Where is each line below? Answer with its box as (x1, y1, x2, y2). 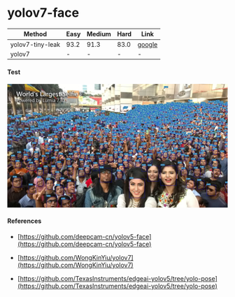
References (7, 217, 42, 225)
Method (23, 30, 48, 38)
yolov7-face (7, 5, 79, 21)
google (137, 40, 158, 48)
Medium (86, 30, 112, 38)
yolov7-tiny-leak (10, 40, 61, 48)
